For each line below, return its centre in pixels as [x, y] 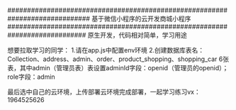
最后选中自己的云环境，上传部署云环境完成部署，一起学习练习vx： [104, 92]
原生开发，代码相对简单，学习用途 [137, 35]
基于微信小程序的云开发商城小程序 [141, 18]
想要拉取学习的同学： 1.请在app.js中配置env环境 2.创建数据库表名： [106, 50]
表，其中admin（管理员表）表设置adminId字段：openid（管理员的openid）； [118, 68]
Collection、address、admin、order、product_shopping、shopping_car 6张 [118, 59]
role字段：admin [31, 77]
